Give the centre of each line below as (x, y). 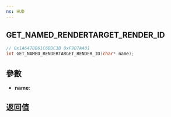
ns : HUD (15, 11)
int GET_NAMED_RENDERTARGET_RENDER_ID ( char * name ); (70, 54)
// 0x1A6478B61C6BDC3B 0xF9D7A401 (48, 48)
